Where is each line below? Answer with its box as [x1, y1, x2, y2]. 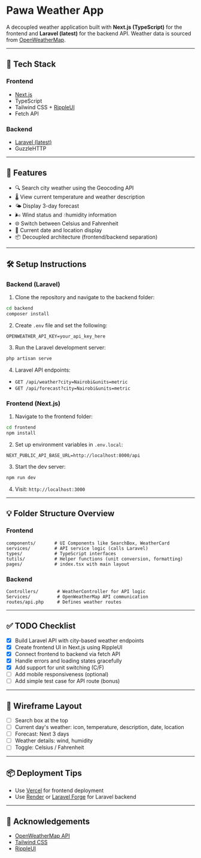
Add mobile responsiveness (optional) [14, 671, 109, 678]
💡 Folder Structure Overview [6, 508, 115, 519]
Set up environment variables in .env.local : [14, 441, 123, 448]
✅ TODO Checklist [6, 621, 76, 631]
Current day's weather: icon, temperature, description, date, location [14, 724, 184, 731]
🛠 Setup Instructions [6, 259, 87, 270]
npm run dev [6, 475, 36, 481]
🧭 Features [6, 168, 47, 178]
